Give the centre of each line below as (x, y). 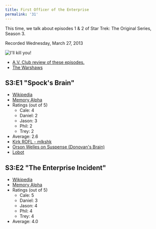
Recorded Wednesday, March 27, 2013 (44, 43)
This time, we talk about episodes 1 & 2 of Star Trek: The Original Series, (78, 28)
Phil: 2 (26, 126)
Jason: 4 (29, 206)
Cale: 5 (27, 196)
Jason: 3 (29, 121)
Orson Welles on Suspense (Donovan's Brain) (58, 147)
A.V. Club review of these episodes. (48, 62)
